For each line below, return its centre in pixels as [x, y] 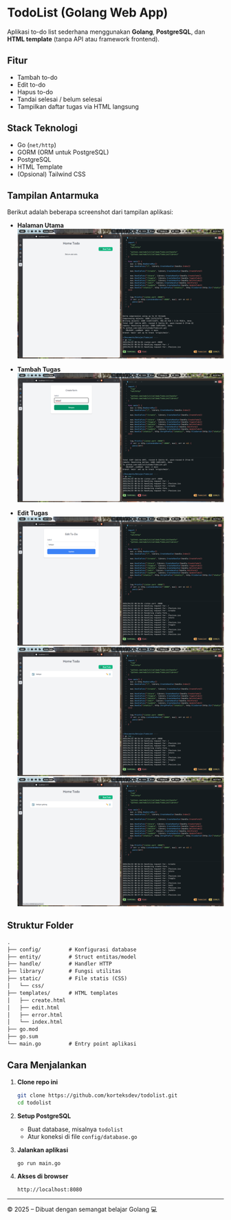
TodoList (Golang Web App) [88, 13]
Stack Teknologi [42, 128]
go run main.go [39, 1163]
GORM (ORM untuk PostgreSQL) [63, 152]
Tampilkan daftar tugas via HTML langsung [78, 106]
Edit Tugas [33, 513]
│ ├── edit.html [33, 1007]
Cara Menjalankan [47, 1066]
